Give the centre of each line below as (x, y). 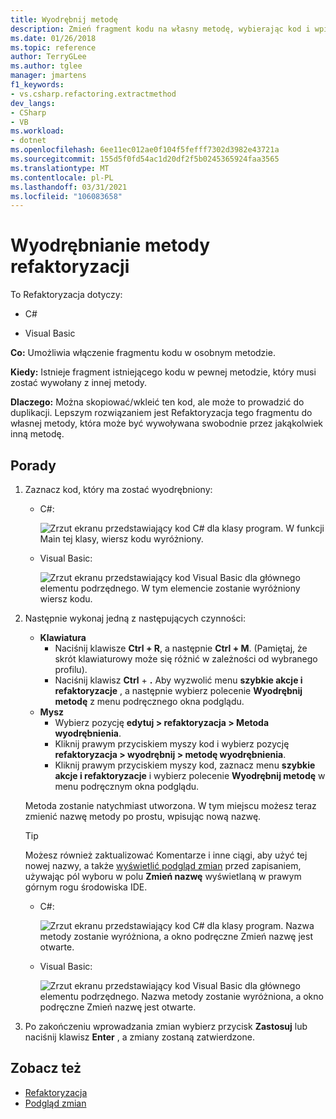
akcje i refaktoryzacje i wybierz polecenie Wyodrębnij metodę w (190, 775)
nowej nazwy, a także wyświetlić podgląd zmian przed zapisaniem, (163, 865)
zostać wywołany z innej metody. (79, 383)
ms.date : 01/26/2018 (53, 38)
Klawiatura (63, 637)
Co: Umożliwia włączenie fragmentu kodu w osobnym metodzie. (143, 353)
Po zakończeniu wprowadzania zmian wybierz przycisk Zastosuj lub (166, 1026)
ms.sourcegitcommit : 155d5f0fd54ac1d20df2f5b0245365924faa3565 (145, 159)
